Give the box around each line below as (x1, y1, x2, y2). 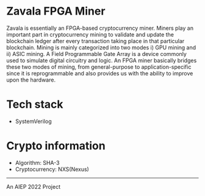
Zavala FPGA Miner (6, 4, 106, 18)
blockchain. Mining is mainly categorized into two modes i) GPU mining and (6, 44, 196, 51)
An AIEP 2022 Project (6, 183, 61, 190)
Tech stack (6, 97, 63, 111)
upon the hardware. (6, 76, 56, 83)
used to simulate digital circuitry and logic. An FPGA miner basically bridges (6, 57, 197, 64)
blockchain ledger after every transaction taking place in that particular (6, 37, 185, 44)
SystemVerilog (15, 117, 52, 125)
